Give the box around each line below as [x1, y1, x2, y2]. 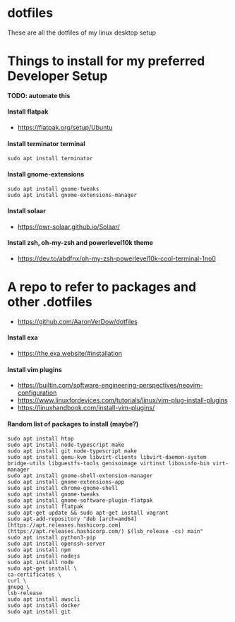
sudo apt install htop [7, 436, 74, 443]
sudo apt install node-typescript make [7, 441, 125, 449]
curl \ [7, 578, 27, 585]
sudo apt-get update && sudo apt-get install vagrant [7, 510, 169, 517]
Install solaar [7, 207, 46, 215]
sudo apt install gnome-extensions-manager [7, 192, 138, 199]
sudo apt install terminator [7, 155, 93, 162]
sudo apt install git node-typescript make [7, 448, 138, 455]
